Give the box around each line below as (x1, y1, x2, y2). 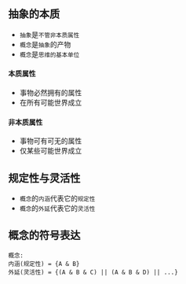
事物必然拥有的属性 (19, 88, 82, 98)
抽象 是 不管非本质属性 (19, 30, 80, 39)
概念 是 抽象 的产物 (19, 39, 71, 49)
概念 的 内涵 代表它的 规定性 (19, 194, 96, 203)
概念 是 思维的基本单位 (19, 50, 80, 59)
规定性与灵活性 (8, 172, 81, 185)
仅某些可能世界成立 (19, 146, 82, 156)
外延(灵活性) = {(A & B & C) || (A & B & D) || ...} (8, 268, 178, 276)
